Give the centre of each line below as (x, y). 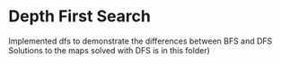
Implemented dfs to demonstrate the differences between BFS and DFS (140, 41)
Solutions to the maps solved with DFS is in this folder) (109, 50)
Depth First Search (80, 16)
